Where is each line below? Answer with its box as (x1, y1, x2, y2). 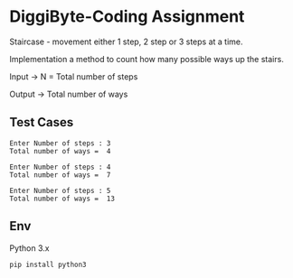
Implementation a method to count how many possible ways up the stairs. (9, 53, 285, 64)
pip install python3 (9, 260, 88, 269)
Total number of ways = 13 (9, 194, 116, 203)
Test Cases (9, 115, 74, 130)
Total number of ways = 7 (9, 170, 111, 180)
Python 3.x (9, 242, 50, 254)
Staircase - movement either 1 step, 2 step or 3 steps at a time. (9, 36, 243, 47)
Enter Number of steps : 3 (9, 138, 111, 148)
